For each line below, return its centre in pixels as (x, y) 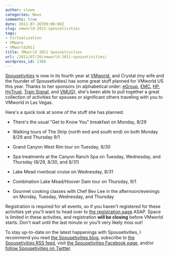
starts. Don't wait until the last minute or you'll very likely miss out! (74, 223)
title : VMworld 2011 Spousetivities (44, 52)
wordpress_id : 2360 (26, 61)
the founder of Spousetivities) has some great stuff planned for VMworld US (84, 81)
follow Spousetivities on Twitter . (38, 248)
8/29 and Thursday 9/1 (36, 137)
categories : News (23, 15)
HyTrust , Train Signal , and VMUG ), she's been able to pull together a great (82, 92)
